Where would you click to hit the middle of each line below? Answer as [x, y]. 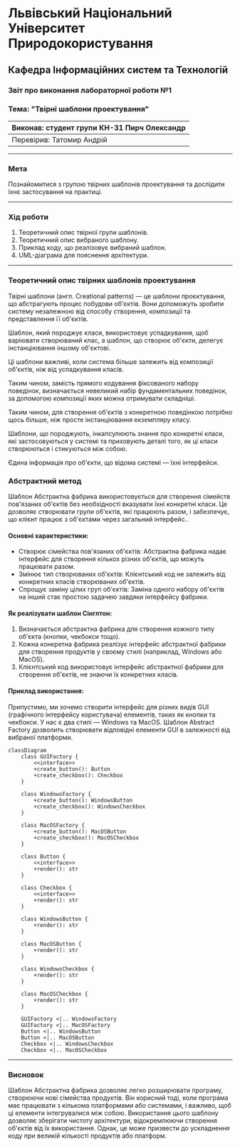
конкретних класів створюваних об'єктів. [82, 582]
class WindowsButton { [54, 919]
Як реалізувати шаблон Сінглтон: [60, 613]
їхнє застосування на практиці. [55, 192]
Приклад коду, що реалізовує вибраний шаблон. [92, 248]
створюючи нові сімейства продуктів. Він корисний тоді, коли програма [118, 1098]
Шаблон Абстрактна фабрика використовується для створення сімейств [119, 496]
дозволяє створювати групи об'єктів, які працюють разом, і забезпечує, [119, 511]
